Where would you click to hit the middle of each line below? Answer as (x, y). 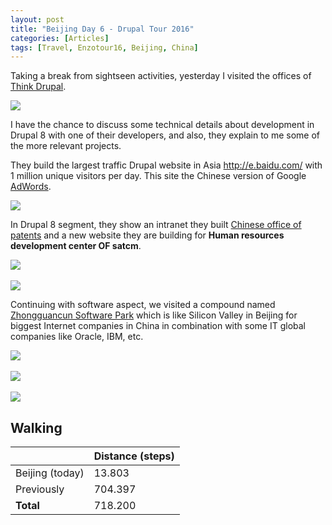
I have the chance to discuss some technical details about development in (162, 125)
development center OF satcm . (76, 246)
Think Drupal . (38, 87)
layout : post (37, 19)
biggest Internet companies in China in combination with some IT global (158, 326)
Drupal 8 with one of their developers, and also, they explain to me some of (165, 135)
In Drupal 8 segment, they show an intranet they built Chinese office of (156, 225)
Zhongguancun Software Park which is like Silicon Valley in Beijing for (154, 315)
